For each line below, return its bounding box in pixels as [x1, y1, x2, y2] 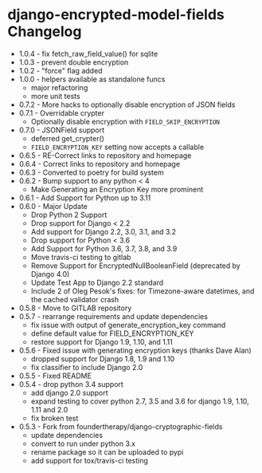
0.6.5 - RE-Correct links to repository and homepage [18, 150, 192, 160]
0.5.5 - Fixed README [18, 371, 92, 380]
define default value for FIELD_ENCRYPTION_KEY [30, 329, 194, 338]
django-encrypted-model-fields [7, 6, 225, 24]
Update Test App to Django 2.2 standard [30, 278, 164, 287]
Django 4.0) [30, 269, 70, 278]
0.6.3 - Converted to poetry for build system [18, 168, 164, 177]
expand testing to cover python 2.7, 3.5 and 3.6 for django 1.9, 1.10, [30, 396, 250, 406]
